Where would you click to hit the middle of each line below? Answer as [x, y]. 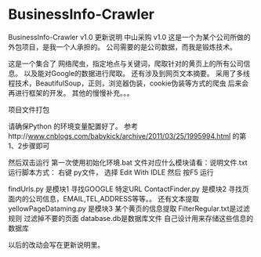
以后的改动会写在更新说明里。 [56, 244]
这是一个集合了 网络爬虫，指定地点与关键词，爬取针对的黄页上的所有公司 [126, 63]
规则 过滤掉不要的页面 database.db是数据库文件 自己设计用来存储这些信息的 [131, 218]
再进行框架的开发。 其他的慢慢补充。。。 [71, 92]
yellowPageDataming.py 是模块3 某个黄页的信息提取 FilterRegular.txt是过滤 [129, 208]
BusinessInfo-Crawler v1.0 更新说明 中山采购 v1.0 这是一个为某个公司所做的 [129, 37]
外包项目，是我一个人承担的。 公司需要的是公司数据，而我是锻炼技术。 [122, 47]
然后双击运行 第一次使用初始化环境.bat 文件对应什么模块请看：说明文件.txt [128, 162]
